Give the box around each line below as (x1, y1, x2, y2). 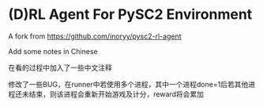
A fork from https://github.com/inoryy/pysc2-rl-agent (8, 31, 182, 41)
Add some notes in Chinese (8, 46, 98, 56)
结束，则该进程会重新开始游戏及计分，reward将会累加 (28, 89, 204, 99)
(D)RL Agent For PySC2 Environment (8, 5, 253, 24)
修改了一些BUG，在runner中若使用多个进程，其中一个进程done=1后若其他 (8, 79, 249, 89)
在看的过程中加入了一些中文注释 (8, 63, 112, 72)
